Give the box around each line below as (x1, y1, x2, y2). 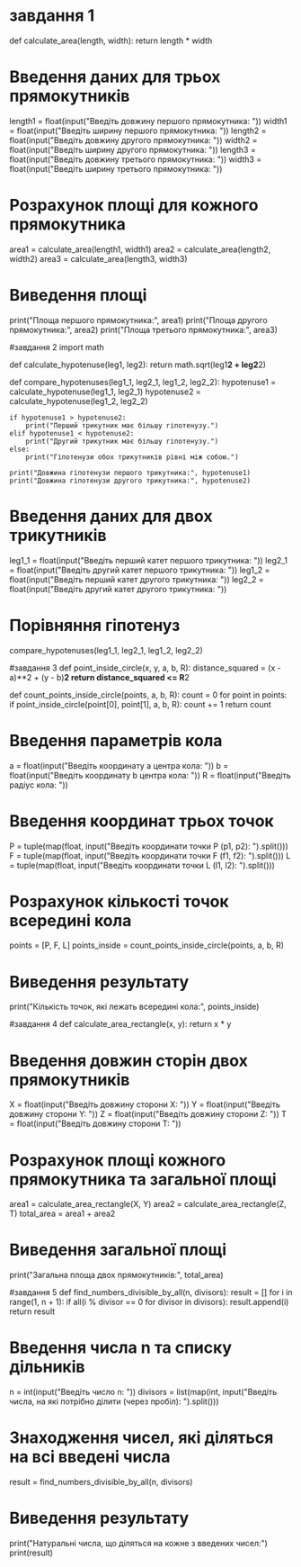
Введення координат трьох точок (9, 811, 274, 831)
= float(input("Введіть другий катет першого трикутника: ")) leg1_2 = (9, 564, 270, 575)
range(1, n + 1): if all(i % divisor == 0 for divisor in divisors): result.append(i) (9, 1297, 289, 1308)
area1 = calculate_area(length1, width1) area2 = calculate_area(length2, (9, 244, 271, 255)
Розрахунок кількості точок (9, 891, 229, 912)
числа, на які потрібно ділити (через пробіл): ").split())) (9, 1396, 219, 1407)
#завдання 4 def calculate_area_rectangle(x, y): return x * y (9, 1019, 232, 1030)
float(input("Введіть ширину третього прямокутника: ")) (9, 163, 223, 174)
